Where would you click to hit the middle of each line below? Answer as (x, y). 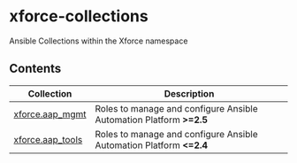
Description (189, 93)
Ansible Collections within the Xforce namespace (99, 41)
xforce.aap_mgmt (50, 114)
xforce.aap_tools (48, 139)
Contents (35, 69)
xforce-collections (79, 16)
